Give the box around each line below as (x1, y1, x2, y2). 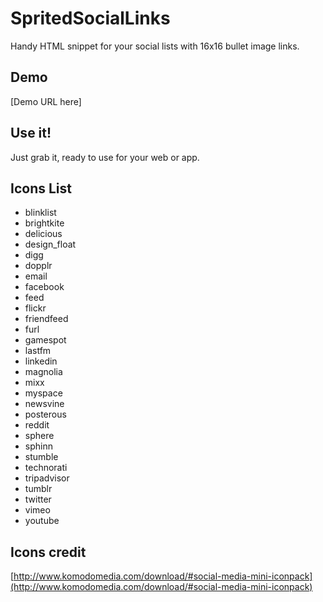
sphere (24, 430, 55, 442)
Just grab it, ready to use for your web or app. (10, 151, 200, 163)
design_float (24, 238, 77, 251)
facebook (24, 281, 65, 293)
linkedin (24, 355, 58, 367)
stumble (24, 451, 59, 463)
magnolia (24, 366, 63, 378)
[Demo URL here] (10, 95, 82, 107)
